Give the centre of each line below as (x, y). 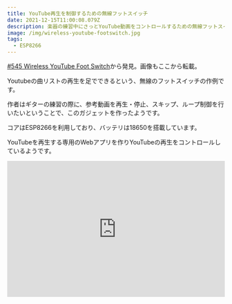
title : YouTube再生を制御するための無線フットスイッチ (78, 13)
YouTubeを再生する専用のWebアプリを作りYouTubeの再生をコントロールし (114, 142)
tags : (15, 39)
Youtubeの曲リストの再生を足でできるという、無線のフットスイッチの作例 (113, 81)
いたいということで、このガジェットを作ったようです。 (85, 113)
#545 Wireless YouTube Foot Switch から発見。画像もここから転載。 (104, 66)
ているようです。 (31, 151)
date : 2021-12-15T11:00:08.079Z (54, 20)
